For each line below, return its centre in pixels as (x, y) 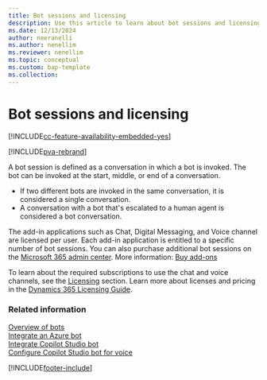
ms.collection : (33, 75)
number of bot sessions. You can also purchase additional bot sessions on (130, 248)
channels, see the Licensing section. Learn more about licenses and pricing (132, 281)
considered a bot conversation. (71, 216)
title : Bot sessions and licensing (67, 16)
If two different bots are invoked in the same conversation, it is (122, 191)
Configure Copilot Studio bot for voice (70, 352)
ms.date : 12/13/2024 (43, 30)
